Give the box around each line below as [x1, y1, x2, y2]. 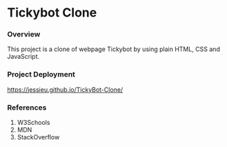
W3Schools [17, 119, 50, 127]
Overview [7, 30, 41, 39]
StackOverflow [17, 133, 60, 141]
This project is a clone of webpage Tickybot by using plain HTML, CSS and [7, 45, 221, 53]
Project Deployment [7, 70, 76, 79]
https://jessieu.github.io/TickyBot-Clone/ [7, 85, 124, 94]
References [7, 102, 47, 112]
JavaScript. [7, 52, 40, 61]
